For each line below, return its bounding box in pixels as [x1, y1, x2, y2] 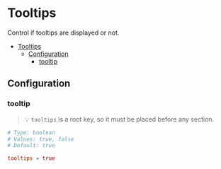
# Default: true [7, 142, 55, 149]
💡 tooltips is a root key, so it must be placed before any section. [24, 115, 215, 123]
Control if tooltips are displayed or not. [7, 28, 120, 37]
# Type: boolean [7, 129, 55, 136]
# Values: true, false [7, 136, 74, 143]
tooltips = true [7, 155, 55, 162]
